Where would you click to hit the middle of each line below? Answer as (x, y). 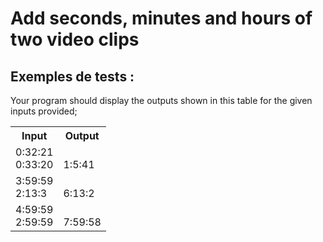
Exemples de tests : (72, 76)
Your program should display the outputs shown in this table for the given (161, 100)
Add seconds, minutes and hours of (161, 18)
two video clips (75, 39)
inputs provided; (44, 111)
